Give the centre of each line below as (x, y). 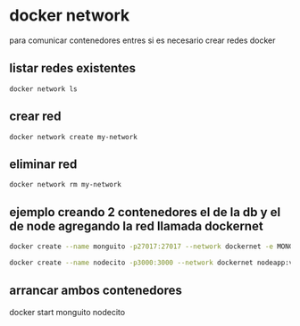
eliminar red (43, 164)
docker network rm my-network (66, 185)
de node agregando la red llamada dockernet (136, 226)
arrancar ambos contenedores (96, 291)
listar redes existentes (73, 68)
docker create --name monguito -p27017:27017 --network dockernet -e (142, 247)
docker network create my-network (74, 137)
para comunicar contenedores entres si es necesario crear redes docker (142, 40)
